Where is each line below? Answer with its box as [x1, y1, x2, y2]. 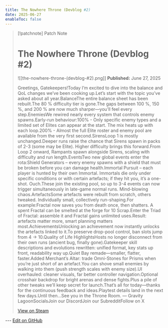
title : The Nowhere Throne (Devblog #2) [5, 7, 91, 13]
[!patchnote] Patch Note [17, 31, 68, 37]
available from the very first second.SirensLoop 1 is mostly [17, 133, 138, 139]
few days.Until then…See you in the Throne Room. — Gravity [17, 293, 143, 299]
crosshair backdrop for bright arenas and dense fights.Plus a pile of [17, 277, 157, 283]
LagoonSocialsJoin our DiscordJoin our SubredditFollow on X [17, 298, 144, 304]
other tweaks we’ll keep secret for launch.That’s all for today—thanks [17, 282, 160, 288]
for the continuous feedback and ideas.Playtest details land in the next [17, 287, 163, 293]
